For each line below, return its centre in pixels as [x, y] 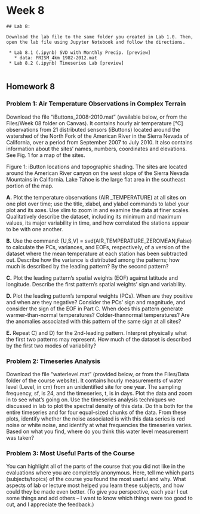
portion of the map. [30, 186]
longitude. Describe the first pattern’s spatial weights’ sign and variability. [96, 284]
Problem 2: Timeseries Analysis [53, 361]
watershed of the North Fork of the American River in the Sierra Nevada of [98, 136]
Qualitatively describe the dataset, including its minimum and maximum [94, 216]
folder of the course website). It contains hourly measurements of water [95, 380]
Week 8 [25, 10]
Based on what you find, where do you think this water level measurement [97, 431]
